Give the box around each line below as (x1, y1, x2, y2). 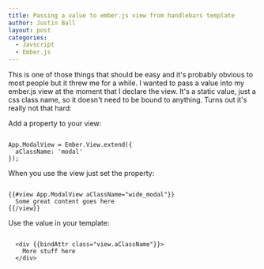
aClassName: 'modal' (15, 148, 83, 155)
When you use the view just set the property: (8, 169, 155, 177)
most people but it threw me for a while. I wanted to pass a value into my (8, 78, 245, 88)
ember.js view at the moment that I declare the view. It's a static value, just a (8, 87, 257, 95)
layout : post (8, 26, 51, 34)
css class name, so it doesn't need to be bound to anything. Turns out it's (8, 95, 247, 104)
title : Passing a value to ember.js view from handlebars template (8, 11, 236, 20)
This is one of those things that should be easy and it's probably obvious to (8, 70, 254, 79)
